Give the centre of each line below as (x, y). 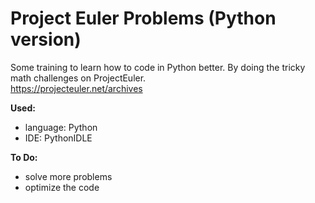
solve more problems (68, 176)
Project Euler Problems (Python (143, 18)
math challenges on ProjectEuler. (78, 78)
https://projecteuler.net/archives (76, 88)
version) (46, 39)
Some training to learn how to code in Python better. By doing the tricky (158, 67)
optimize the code (62, 187)
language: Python (61, 127)
